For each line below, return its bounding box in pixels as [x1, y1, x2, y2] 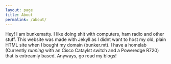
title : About [5, 12, 33, 17]
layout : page [5, 7, 33, 13]
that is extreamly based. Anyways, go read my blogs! [5, 53, 117, 59]
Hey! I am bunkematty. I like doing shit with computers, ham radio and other [5, 31, 164, 37]
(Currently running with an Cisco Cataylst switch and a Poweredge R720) [5, 47, 159, 54]
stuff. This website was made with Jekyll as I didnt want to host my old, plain [5, 36, 166, 42]
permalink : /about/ [5, 17, 47, 22]
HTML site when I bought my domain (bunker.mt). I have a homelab [5, 42, 147, 48]
